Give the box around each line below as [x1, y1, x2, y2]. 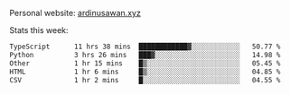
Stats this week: [9, 25, 70, 35]
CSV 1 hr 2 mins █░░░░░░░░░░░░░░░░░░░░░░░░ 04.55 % [9, 75, 281, 84]
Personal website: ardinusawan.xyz [9, 8, 142, 18]
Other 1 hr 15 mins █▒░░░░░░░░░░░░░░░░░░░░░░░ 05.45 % [9, 58, 281, 68]
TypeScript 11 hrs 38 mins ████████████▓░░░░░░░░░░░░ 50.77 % [9, 42, 281, 51]
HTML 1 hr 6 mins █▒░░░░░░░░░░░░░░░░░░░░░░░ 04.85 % [9, 67, 281, 76]
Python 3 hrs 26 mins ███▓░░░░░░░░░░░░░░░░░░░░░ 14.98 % [9, 50, 281, 59]
